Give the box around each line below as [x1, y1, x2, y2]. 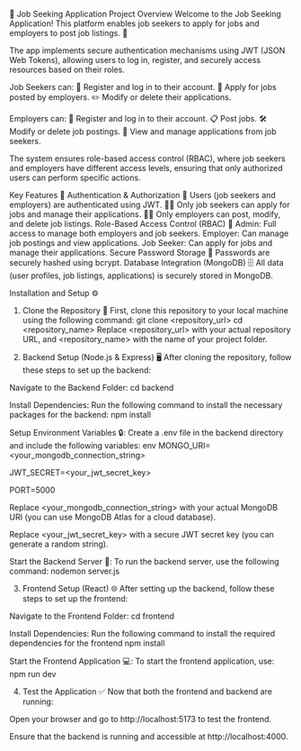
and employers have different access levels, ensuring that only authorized [9, 163, 283, 173]
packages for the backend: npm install [9, 410, 151, 420]
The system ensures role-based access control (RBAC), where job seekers [9, 153, 286, 164]
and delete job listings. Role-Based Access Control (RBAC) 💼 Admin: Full [9, 219, 277, 229]
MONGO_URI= [158, 440, 211, 450]
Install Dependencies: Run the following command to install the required [9, 629, 276, 638]
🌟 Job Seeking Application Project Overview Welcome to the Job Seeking [9, 9, 281, 19]
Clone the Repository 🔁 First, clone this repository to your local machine [22, 305, 289, 315]
